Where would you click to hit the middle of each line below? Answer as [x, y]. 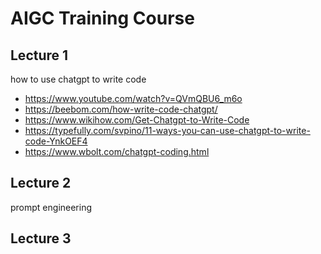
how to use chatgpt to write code [78, 79]
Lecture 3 [41, 238]
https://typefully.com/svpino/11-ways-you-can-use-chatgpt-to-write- [167, 130]
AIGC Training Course [102, 18]
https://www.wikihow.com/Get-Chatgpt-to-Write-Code [137, 120]
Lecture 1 [39, 55]
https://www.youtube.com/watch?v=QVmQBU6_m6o [133, 98]
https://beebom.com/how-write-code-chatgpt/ [121, 109]
